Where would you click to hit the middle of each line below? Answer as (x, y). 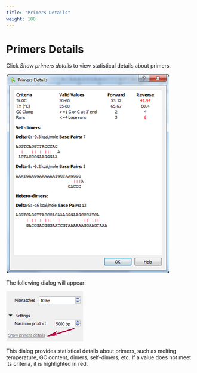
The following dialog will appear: (46, 283)
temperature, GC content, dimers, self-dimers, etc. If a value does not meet (99, 357)
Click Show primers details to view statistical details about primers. (89, 66)
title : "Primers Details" (38, 13)
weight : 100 (21, 19)
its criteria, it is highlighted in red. (47, 364)
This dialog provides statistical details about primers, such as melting (91, 351)
